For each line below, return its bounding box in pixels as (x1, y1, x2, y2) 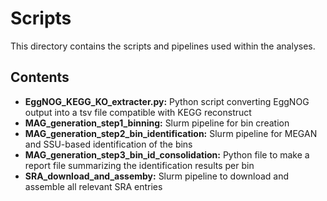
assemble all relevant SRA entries (24, 180, 163, 192)
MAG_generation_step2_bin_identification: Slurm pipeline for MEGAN (24, 127, 318, 139)
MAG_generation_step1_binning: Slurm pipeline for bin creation (24, 117, 290, 129)
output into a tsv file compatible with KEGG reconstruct (24, 106, 252, 118)
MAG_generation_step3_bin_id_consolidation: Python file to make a (24, 148, 310, 161)
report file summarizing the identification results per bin (24, 159, 255, 171)
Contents (10, 69, 70, 86)
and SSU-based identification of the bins (24, 138, 193, 150)
